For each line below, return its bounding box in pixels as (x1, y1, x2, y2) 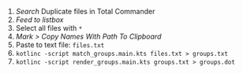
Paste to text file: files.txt (15, 40, 105, 50)
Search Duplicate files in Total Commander (15, 7, 155, 16)
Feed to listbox (15, 15, 65, 24)
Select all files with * (15, 24, 83, 32)
